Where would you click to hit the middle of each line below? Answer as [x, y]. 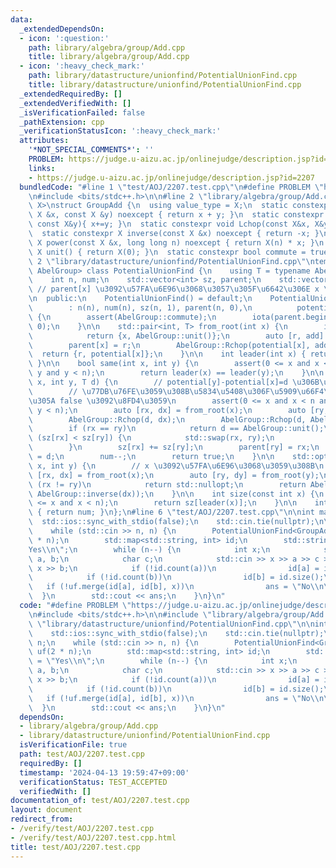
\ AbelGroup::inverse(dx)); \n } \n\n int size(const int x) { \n [176, 494]
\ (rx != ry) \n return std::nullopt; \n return [167, 484]
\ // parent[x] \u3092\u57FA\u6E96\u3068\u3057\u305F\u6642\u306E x [174, 289]
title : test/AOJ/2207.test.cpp [75, 847]
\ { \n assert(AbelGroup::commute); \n [122, 317]
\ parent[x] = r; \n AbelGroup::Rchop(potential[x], [169, 345]
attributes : [44, 141]
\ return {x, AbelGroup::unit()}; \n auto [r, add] [176, 336]
